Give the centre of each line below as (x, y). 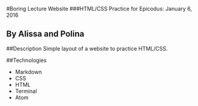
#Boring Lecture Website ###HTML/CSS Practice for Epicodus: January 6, (99, 9)
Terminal (26, 91)
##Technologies (27, 60)
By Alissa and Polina (45, 34)
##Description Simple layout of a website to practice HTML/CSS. (87, 48)
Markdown (28, 72)
